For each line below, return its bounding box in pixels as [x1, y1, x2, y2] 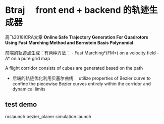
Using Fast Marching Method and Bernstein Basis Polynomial [5, 40, 134, 45]
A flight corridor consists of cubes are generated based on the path [5, 65, 143, 71]
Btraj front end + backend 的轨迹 [5, 4, 150, 16]
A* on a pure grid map [5, 55, 51, 61]
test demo [5, 100, 37, 109]
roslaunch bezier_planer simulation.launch [5, 113, 92, 119]
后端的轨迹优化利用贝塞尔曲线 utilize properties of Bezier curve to [12, 75, 151, 81]
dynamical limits [12, 86, 46, 92]
